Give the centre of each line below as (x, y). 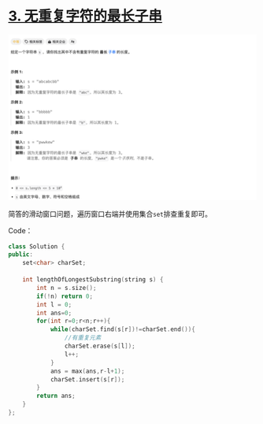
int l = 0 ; (54, 304)
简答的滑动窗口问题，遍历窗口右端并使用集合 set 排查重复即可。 (110, 214)
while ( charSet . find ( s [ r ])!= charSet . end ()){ (122, 329)
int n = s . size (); (67, 288)
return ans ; (56, 396)
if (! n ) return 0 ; (65, 296)
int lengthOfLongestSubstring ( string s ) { (93, 280)
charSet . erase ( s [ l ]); (100, 346)
